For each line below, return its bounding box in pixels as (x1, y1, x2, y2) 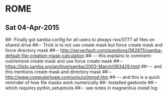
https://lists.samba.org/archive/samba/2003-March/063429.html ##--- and (5, 64, 162, 69)
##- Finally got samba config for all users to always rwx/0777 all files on (5, 36, 155, 42)
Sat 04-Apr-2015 (5, 23, 59, 32)
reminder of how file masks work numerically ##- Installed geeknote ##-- (5, 79, 158, 85)
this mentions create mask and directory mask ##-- (5, 69, 112, 75)
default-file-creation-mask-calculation (5, 53, 85, 59)
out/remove (5, 58, 29, 64)
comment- (130, 53, 152, 59)
